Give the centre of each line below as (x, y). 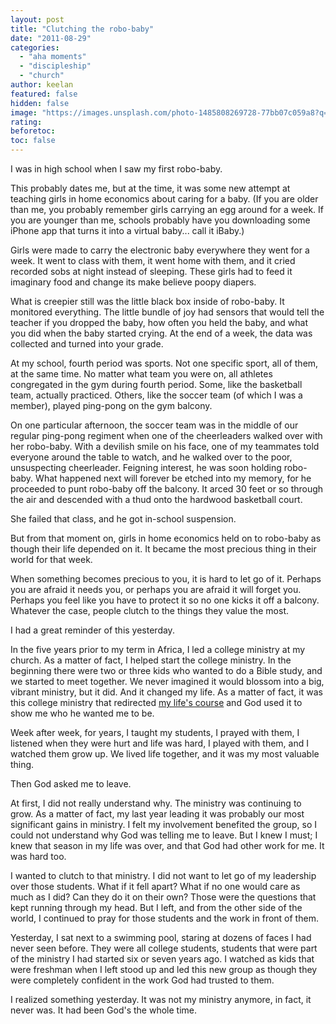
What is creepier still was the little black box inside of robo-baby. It (147, 301)
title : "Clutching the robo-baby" (82, 29)
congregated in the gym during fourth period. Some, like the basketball (156, 384)
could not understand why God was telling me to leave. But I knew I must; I (164, 835)
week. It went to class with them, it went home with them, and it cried (153, 260)
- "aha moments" (53, 57)
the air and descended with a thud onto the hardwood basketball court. (156, 499)
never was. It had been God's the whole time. (103, 1010)
